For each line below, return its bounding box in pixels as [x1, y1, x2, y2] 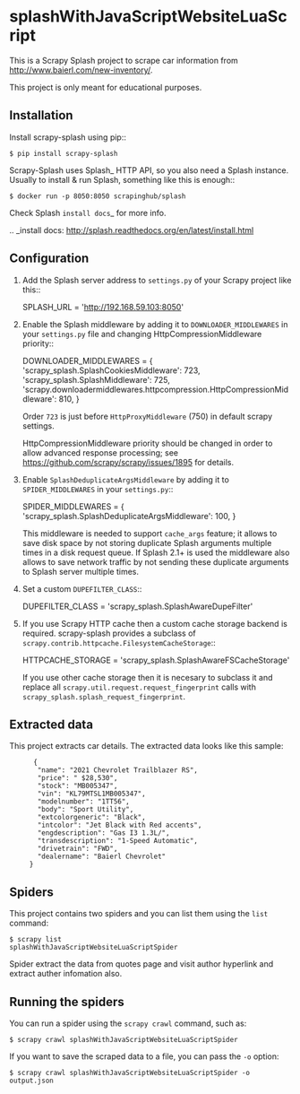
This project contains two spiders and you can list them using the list [9, 908, 269, 919]
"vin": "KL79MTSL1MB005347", [37, 789, 146, 799]
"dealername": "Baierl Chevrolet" [37, 852, 167, 862]
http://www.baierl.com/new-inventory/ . [9, 65, 153, 75]
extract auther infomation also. [9, 968, 123, 979]
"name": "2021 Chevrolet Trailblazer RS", [37, 766, 199, 775]
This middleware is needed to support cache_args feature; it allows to [21, 527, 278, 539]
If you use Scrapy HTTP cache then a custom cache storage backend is [21, 618, 288, 629]
